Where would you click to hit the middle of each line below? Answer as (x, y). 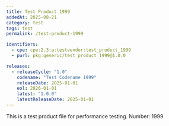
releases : (18, 66)
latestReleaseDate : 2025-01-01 (55, 100)
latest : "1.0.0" (37, 94)
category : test (25, 23)
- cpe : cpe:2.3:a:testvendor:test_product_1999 (71, 50)
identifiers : (22, 45)
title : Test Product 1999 (38, 12)
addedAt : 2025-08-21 (32, 17)
